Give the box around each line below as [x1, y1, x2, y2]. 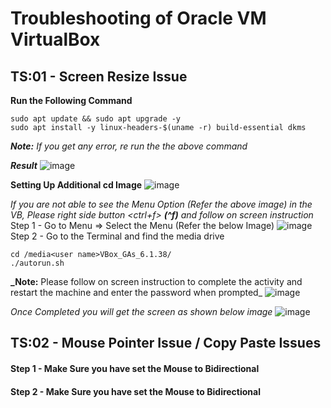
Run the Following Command [10, 95, 133, 106]
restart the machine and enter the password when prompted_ [10, 287, 263, 298]
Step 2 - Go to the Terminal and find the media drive [10, 230, 225, 242]
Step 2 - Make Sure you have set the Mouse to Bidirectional [10, 385, 262, 397]
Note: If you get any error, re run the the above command [10, 140, 248, 152]
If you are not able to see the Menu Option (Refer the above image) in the [10, 198, 313, 210]
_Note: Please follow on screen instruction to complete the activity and [10, 276, 303, 287]
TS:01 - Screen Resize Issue [10, 68, 188, 85]
